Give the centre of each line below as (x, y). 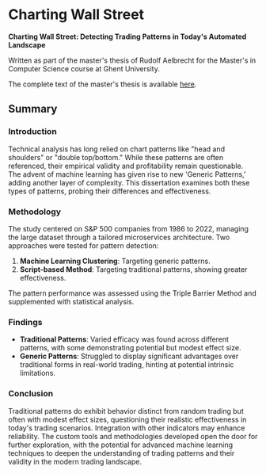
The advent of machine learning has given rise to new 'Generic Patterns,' (127, 174)
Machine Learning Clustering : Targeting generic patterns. (115, 261)
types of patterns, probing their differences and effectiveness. (110, 191)
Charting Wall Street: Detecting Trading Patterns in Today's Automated (127, 36)
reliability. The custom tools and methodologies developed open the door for (133, 436)
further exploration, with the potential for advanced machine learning (121, 445)
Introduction (32, 132)
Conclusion (31, 394)
